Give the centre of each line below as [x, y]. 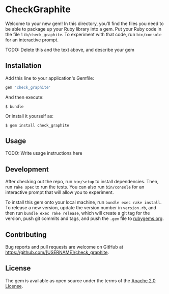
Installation [23, 66]
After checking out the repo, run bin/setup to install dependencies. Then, [82, 182]
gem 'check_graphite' [28, 87]
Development [27, 169]
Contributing [26, 235]
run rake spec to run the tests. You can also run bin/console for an [75, 187]
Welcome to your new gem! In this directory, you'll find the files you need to [84, 23]
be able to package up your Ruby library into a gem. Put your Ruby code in [83, 29]
